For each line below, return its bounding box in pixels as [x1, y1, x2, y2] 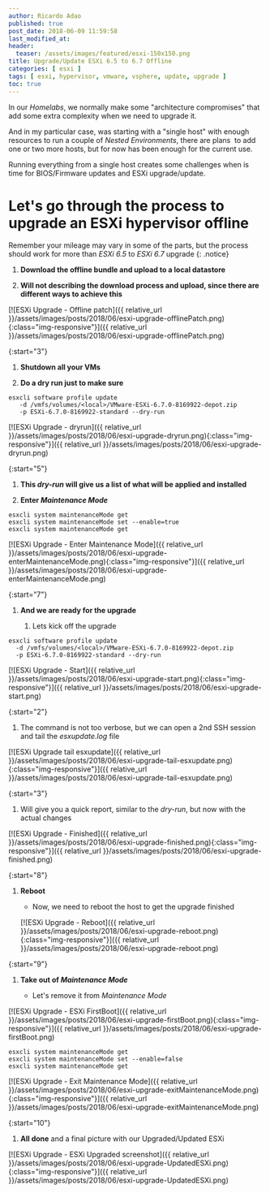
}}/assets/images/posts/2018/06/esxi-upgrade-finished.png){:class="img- [8, 837, 258, 847]
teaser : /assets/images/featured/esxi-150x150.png [15, 50, 191, 58]
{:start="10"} [8, 1118, 51, 1128]
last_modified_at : [8, 34, 71, 43]
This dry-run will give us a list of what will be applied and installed [19, 480, 247, 490]
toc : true [8, 80, 42, 88]
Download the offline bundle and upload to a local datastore [19, 265, 225, 274]
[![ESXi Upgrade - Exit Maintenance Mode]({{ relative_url [8, 1077, 198, 1087]
